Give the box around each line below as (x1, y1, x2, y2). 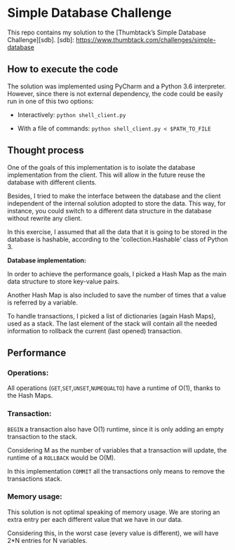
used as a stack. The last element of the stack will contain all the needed (7, 319, 217, 328)
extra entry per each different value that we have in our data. (7, 515, 183, 523)
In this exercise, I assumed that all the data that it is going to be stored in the (7, 227, 228, 236)
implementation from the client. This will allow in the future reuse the (7, 170, 206, 179)
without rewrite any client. (7, 214, 83, 222)
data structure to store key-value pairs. (7, 277, 120, 286)
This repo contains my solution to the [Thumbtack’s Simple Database (7, 28, 206, 36)
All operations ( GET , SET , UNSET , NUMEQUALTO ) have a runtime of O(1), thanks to (7, 384, 221, 392)
